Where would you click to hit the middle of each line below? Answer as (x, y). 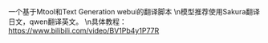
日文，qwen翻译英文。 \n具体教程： (67, 21)
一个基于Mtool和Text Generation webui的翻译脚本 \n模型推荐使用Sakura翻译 (134, 12)
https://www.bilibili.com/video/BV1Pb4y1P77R (84, 31)
